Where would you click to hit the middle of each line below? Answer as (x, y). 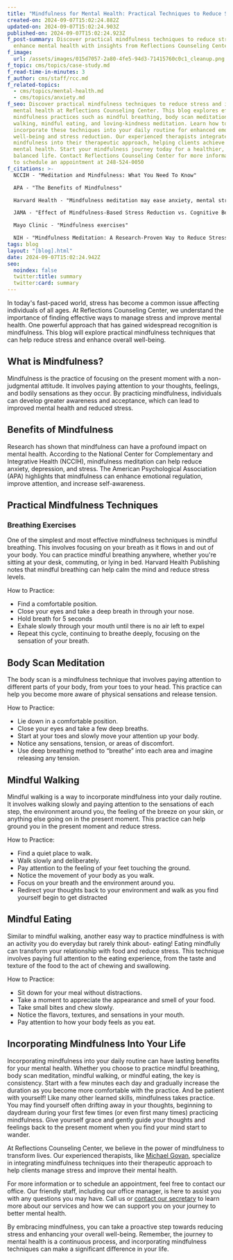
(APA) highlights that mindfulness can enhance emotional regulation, (105, 476)
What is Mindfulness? (55, 362)
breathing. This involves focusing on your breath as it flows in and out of (111, 548)
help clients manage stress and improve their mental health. (93, 1170)
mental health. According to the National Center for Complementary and (110, 454)
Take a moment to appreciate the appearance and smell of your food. (116, 1000)
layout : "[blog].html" (40, 251)
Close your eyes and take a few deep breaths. (83, 729)
